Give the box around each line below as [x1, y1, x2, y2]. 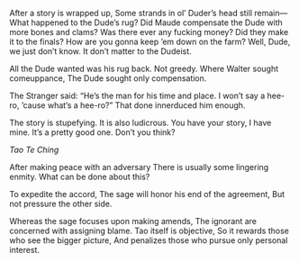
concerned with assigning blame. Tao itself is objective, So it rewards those [9, 225, 290, 236]
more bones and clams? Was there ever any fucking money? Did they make [9, 27, 289, 37]
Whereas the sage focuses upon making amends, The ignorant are [9, 216, 257, 226]
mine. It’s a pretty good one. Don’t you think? [9, 127, 176, 138]
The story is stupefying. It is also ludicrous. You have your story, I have [9, 117, 272, 128]
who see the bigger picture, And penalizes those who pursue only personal [9, 235, 288, 246]
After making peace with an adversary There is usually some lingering [9, 162, 269, 172]
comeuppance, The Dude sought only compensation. [9, 73, 207, 84]
